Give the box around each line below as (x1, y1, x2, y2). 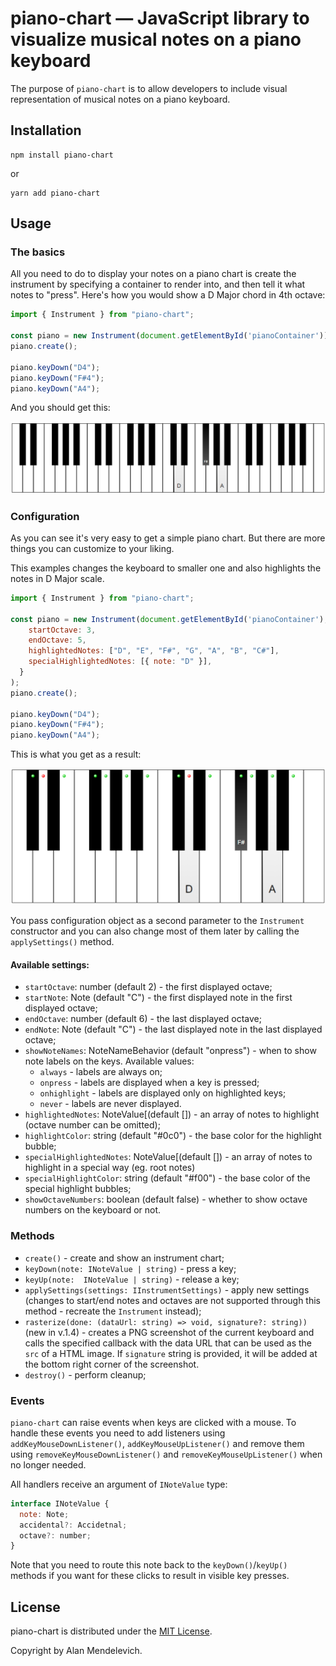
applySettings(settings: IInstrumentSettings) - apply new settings (24, 1283, 310, 1296)
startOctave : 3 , (28, 625, 97, 635)
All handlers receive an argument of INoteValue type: (10, 1478, 228, 1490)
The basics (10, 245, 66, 259)
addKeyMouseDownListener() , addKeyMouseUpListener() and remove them (10, 1437, 305, 1449)
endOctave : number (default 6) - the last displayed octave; (24, 1013, 262, 1025)
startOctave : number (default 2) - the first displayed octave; (24, 981, 273, 993)
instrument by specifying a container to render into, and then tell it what (10, 278, 306, 291)
